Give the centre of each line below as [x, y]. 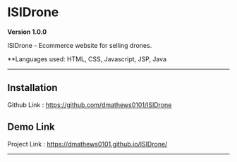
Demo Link [31, 127]
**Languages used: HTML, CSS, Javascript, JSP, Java [87, 59]
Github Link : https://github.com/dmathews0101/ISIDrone [90, 105]
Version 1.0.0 [27, 32]
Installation [32, 88]
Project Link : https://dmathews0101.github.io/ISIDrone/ [87, 144]
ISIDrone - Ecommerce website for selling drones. [80, 45]
